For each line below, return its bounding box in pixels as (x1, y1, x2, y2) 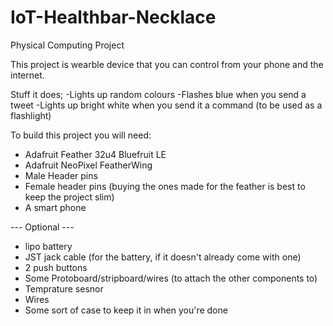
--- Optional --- (10, 221, 75, 233)
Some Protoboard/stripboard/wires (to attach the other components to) (24, 272, 318, 284)
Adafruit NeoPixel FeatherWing (24, 159, 153, 171)
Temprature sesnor (24, 282, 104, 295)
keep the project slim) (24, 191, 115, 203)
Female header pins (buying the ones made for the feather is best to (24, 180, 306, 192)
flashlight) (10, 109, 52, 121)
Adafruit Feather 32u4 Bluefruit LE (24, 148, 167, 160)
